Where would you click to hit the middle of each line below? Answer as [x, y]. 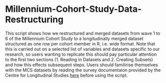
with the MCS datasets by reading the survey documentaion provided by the [83, 70]
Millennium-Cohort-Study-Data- [74, 9]
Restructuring [34, 20]
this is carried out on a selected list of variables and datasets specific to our [83, 49]
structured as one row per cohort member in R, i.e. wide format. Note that [80, 43]
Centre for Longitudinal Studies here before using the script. [66, 75]
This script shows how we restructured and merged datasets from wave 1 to [83, 33]
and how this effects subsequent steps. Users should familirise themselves [82, 65]
